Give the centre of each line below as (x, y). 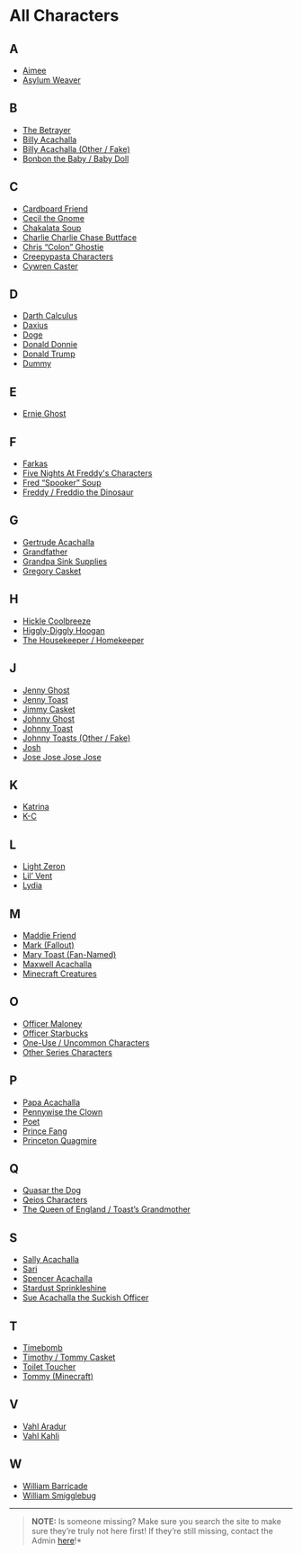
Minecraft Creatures (59, 974)
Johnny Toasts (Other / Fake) (76, 738)
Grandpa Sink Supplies (65, 561)
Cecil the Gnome (53, 218)
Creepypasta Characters (68, 256)
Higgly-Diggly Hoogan (63, 630)
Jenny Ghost (46, 690)
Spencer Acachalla (57, 1279)
